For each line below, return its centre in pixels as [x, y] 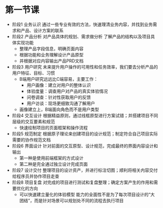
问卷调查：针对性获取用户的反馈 [59, 97]
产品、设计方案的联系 [42, 30]
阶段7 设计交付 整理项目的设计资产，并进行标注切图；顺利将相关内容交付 [85, 170]
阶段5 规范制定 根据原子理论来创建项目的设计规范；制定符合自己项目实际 [85, 134]
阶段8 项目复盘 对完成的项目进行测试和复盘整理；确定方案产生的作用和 [83, 182]
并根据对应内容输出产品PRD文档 [51, 61]
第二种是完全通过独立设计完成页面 [54, 164]
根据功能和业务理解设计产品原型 [51, 54]
